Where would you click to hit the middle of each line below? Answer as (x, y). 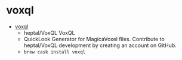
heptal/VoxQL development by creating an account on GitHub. (100, 45)
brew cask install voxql (55, 52)
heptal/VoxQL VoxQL (50, 32)
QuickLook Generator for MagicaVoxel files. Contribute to (94, 39)
